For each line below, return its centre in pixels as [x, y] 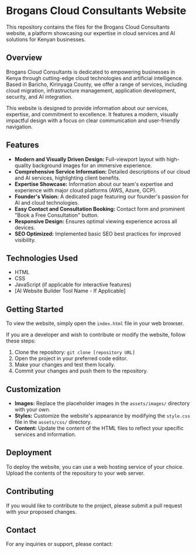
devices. [25, 227]
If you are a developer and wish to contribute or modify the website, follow [96, 335]
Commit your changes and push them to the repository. [81, 371]
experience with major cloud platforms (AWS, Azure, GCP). [85, 190]
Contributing [30, 491]
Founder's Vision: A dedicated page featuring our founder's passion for [102, 196]
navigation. [20, 126]
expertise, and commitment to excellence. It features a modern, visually [92, 114]
